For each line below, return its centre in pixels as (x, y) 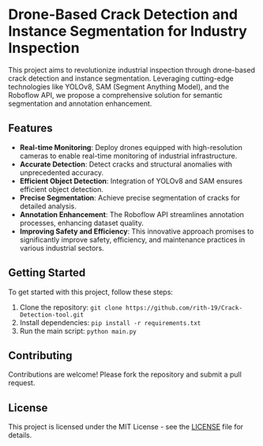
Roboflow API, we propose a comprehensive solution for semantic (116, 95)
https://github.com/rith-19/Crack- (184, 308)
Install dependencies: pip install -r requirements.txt (110, 322)
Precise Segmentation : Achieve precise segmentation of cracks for (130, 197)
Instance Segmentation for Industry (128, 31)
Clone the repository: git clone (71, 307)
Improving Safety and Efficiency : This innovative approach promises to (137, 231)
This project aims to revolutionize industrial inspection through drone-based (131, 69)
